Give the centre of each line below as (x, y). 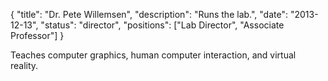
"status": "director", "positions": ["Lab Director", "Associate (162, 25)
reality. (24, 65)
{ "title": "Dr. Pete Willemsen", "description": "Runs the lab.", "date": (149, 14)
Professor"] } (37, 35)
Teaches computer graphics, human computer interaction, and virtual (153, 55)
